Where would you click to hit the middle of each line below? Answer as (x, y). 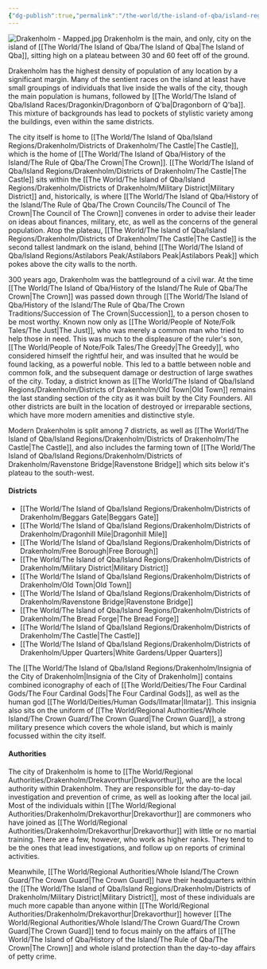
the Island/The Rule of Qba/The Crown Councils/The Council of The (119, 205)
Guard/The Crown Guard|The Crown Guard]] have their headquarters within (132, 881)
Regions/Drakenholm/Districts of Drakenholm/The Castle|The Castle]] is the (132, 238)
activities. (24, 857)
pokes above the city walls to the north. (73, 264)
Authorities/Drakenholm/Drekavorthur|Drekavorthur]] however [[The (120, 914)
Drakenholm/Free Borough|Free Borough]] (89, 551)
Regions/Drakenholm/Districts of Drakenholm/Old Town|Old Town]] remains (132, 389)
